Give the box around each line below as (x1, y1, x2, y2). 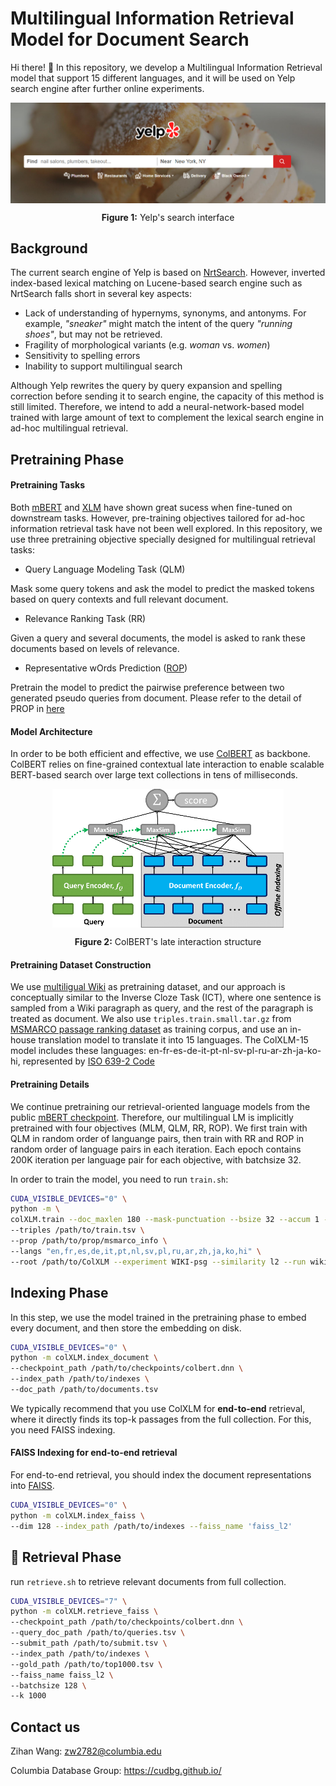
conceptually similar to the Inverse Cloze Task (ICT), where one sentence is (10, 992, 322, 1004)
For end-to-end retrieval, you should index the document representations (10, 1469, 312, 1481)
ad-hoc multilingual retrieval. (10, 422, 129, 434)
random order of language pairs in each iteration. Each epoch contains (10, 1143, 302, 1155)
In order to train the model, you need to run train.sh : (10, 1173, 229, 1185)
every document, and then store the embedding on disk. (10, 1322, 242, 1334)
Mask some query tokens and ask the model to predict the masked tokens (10, 582, 315, 594)
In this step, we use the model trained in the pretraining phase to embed (10, 1311, 307, 1323)
